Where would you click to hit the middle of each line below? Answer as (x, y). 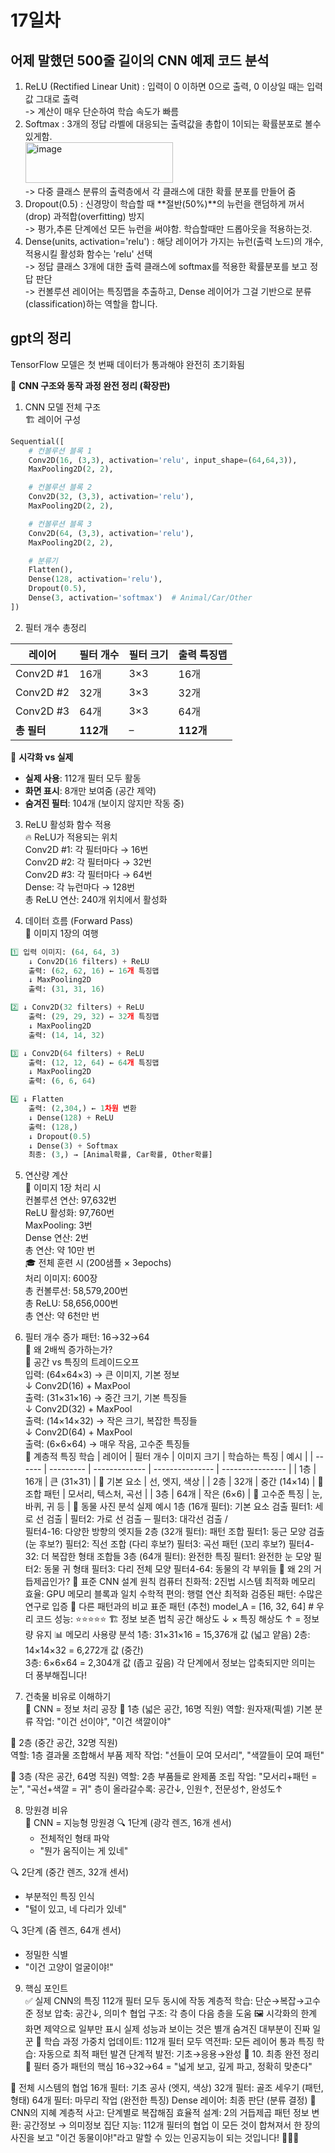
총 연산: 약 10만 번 (60, 1250)
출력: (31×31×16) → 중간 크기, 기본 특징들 (106, 1398)
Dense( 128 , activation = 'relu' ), (95, 579)
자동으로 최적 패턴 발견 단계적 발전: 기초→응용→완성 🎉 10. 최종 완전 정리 (179, 2054)
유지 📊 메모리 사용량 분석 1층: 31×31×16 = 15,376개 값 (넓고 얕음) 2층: (173, 1635)
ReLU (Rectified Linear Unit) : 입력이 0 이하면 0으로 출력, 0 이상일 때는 (164, 86)
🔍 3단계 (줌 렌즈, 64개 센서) (66, 1930)
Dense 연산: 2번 (56, 1238)
